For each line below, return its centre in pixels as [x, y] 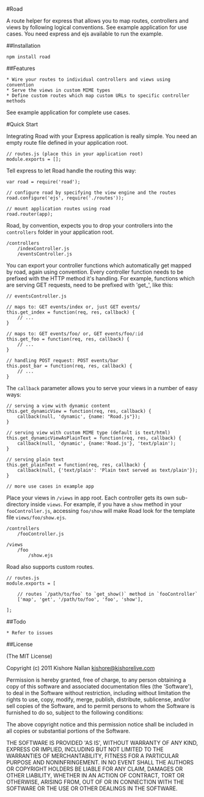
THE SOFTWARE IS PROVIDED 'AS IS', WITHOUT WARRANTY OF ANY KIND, [102, 743]
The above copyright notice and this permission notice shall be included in [100, 724]
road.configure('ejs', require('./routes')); [65, 198]
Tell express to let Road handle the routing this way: [71, 171]
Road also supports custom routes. [50, 567]
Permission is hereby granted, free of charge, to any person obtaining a [96, 680]
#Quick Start [22, 124]
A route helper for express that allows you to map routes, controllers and [97, 21]
